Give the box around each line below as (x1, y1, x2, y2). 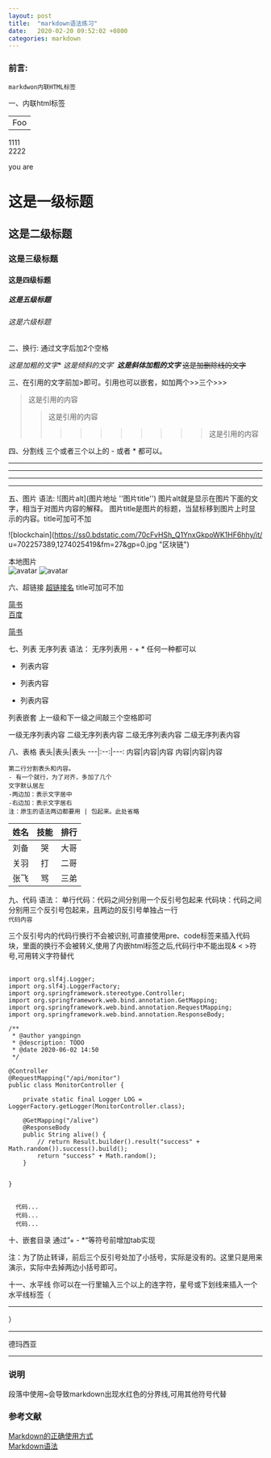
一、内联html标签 (8, 98, 66, 107)
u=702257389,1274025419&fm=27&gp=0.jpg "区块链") (8, 540, 190, 549)
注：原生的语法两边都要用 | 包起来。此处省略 (8, 808, 140, 816)
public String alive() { (23, 1131, 106, 1139)
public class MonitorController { (8, 1082, 125, 1090)
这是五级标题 (8, 295, 51, 305)
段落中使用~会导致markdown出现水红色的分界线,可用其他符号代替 (8, 1389, 227, 1398)
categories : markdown (8, 34, 81, 43)
